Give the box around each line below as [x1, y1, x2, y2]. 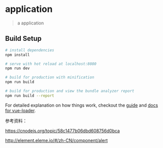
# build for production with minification [5, 75, 94, 80]
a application [17, 20, 44, 26]
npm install [5, 52, 30, 57]
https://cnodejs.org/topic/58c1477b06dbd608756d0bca [5, 128, 120, 134]
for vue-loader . [5, 107, 36, 113]
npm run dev [5, 66, 30, 71]
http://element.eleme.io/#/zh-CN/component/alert [5, 137, 108, 143]
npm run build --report [5, 93, 55, 98]
